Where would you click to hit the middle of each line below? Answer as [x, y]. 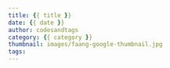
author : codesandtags [43, 30]
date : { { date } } [36, 23]
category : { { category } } [50, 37]
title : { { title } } [40, 15]
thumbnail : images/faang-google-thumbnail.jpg [85, 45]
